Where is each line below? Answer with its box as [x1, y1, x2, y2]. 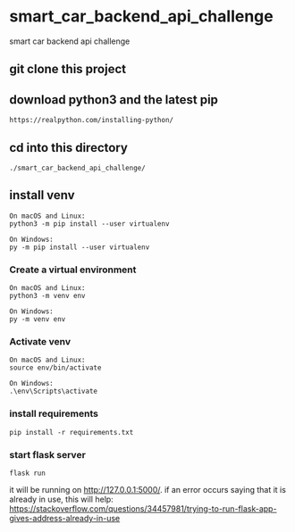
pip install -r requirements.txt [9, 428, 134, 436]
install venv [9, 187, 75, 203]
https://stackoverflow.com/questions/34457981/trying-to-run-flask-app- [9, 503, 277, 514]
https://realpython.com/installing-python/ [9, 116, 174, 125]
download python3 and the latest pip [9, 92, 219, 107]
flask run [9, 469, 46, 478]
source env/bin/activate [9, 363, 102, 372]
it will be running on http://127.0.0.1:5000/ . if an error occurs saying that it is [9, 484, 286, 495]
